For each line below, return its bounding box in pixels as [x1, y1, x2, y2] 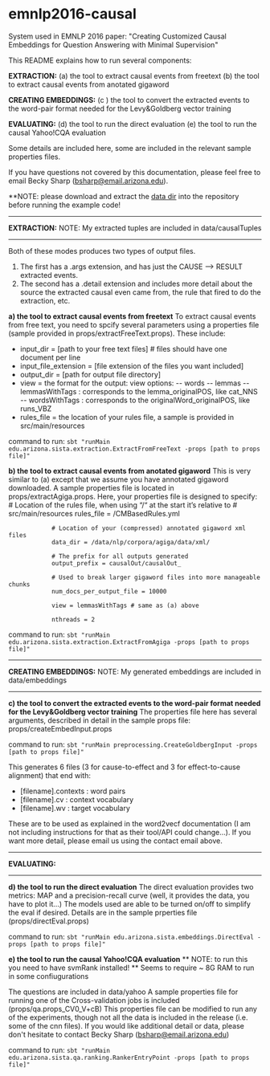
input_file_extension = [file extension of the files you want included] [19, 361, 244, 370]
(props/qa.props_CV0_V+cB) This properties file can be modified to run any [8, 1004, 257, 1013]
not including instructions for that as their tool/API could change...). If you [8, 827, 252, 837]
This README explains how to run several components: [8, 55, 192, 65]
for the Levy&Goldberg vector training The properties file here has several [8, 707, 257, 716]
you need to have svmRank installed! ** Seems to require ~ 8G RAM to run [8, 963, 255, 972]
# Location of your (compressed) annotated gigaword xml [51, 524, 247, 532]
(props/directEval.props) [8, 916, 90, 926]
